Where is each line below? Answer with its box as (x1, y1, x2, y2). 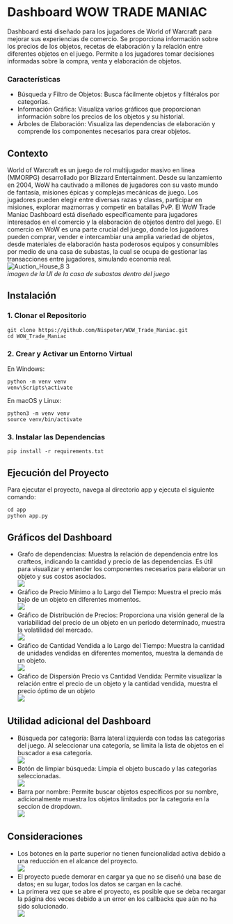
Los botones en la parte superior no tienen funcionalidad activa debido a (17, 849, 226, 858)
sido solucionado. (17, 902, 68, 910)
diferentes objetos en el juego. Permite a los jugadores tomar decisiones (7, 50, 215, 58)
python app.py (7, 513, 49, 520)
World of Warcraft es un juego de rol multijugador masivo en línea (7, 166, 195, 174)
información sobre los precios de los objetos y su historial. (17, 112, 185, 121)
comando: (7, 493, 36, 501)
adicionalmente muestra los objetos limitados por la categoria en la (17, 794, 210, 803)
